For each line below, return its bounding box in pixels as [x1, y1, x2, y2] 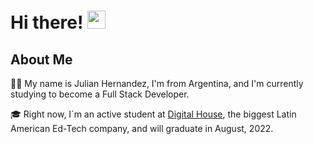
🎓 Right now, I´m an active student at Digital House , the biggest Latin [10, 108, 297, 120]
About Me [10, 51, 73, 68]
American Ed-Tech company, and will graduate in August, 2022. [10, 123, 274, 134]
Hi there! [10, 11, 84, 34]
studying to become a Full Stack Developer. [10, 88, 190, 100]
